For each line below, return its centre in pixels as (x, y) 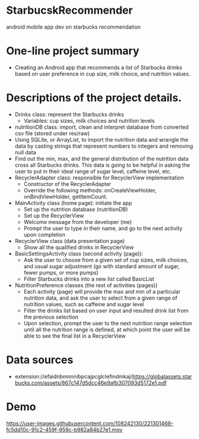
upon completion (44, 234)
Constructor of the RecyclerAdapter (67, 184)
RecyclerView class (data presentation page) (70, 241)
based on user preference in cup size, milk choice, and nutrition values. (102, 74)
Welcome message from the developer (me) (78, 222)
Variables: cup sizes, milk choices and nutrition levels (89, 120)
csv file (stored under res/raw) (52, 133)
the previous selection (51, 317)
